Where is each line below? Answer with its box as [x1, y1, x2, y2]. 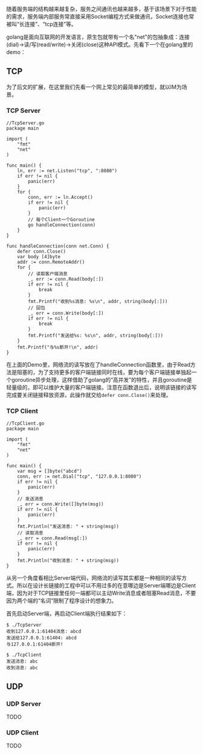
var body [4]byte [17, 254, 61, 260]
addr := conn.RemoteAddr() [17, 259, 85, 265]
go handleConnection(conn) [28, 222, 96, 229]
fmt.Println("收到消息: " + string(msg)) [17, 558, 120, 564]
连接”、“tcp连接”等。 [24, 21, 77, 27]
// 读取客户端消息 [28, 271, 68, 277]
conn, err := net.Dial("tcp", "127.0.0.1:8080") [17, 473, 142, 480]
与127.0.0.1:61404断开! [6, 641, 63, 647]
